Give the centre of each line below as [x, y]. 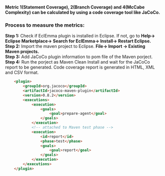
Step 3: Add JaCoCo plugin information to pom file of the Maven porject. [79, 57]
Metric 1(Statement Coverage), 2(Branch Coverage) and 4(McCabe [75, 7]
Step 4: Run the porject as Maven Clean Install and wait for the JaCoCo [78, 62]
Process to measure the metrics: [45, 25]
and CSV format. [22, 72]
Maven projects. [22, 52]
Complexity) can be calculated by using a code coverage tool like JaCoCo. [83, 12]
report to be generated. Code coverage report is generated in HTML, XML [80, 67]
